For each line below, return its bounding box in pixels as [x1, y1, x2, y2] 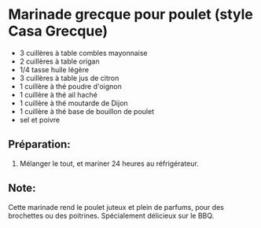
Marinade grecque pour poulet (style [8, 6, 254, 24]
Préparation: [8, 138, 71, 151]
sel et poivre [19, 115, 61, 124]
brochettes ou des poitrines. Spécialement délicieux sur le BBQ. [8, 211, 215, 220]
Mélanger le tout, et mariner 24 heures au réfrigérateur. [19, 159, 199, 168]
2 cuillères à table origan [19, 57, 100, 66]
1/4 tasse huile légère [19, 64, 89, 74]
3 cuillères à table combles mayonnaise [19, 48, 148, 57]
